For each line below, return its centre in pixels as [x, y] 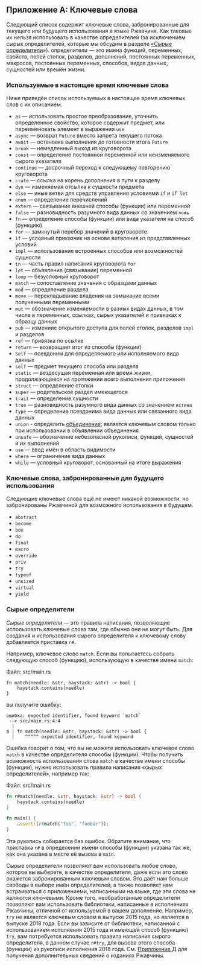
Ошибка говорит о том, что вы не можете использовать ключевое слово [100, 748]
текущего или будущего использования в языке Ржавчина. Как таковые [99, 31]
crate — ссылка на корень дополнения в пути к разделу [87, 180]
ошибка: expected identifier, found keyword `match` [74, 715]
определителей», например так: [48, 773]
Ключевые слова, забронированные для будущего [85, 478]
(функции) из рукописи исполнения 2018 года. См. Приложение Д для [97, 949]
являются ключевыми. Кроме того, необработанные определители [93, 897]
